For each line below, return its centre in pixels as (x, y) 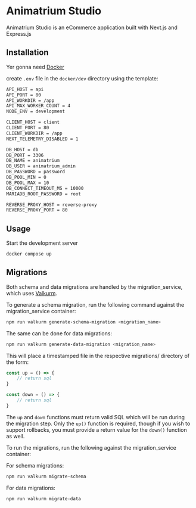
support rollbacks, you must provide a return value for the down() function (97, 429)
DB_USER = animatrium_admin (41, 166)
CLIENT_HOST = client (33, 122)
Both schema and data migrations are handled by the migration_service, (94, 286)
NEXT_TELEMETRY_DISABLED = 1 (42, 139)
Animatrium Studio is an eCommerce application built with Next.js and (92, 27)
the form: (17, 362)
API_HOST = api (25, 89)
